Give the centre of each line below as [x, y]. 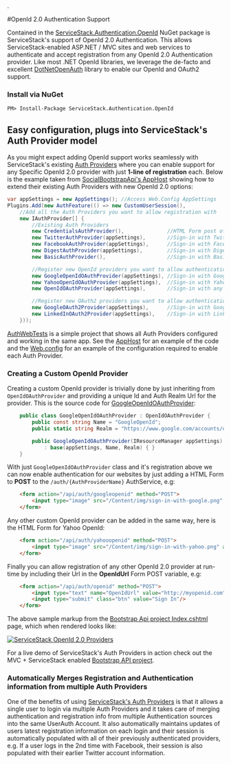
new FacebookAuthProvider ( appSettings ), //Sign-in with [121, 244]
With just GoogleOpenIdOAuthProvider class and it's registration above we [110, 467]
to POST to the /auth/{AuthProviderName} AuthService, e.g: [91, 482]
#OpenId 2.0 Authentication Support [58, 19]
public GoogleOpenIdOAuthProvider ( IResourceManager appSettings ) [128, 441]
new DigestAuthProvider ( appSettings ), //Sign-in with [121, 251]
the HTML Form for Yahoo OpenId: [56, 528]
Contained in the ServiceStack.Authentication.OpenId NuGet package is [109, 32]
